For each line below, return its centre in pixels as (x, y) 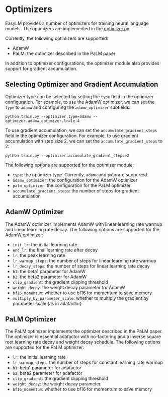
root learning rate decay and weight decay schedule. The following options (83, 342)
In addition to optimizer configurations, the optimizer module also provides (82, 63)
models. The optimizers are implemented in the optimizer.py (67, 28)
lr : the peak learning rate (39, 255)
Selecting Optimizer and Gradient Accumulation (82, 84)
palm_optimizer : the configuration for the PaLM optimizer (71, 185)
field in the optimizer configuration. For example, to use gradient (72, 136)
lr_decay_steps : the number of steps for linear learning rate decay (81, 266)
